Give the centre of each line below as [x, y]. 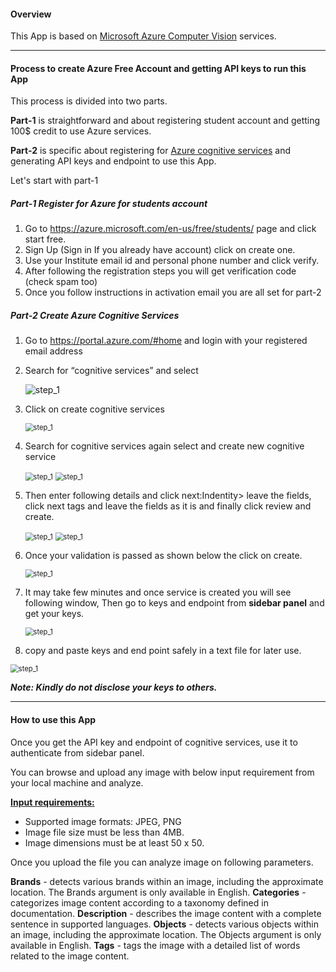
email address [53, 351]
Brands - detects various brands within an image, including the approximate [167, 881]
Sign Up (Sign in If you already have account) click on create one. [160, 250]
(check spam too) [61, 282]
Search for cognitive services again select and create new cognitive [164, 446]
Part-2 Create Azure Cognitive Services [95, 315]
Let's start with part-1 [54, 181]
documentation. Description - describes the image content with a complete [166, 913]
